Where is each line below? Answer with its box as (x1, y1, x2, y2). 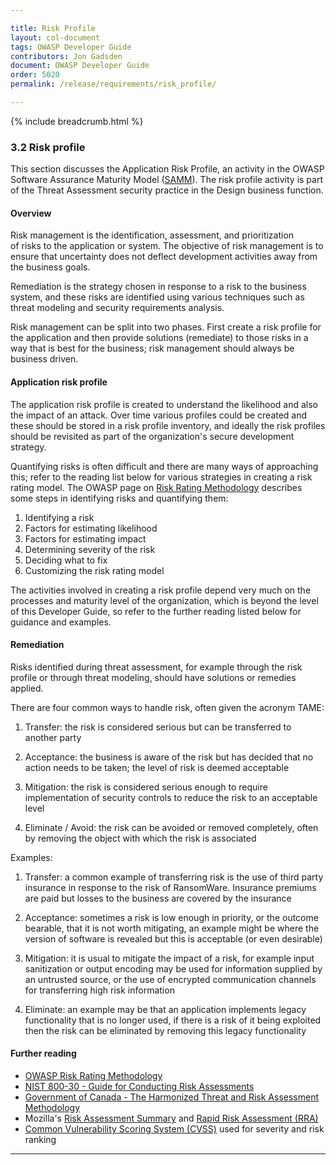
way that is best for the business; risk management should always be (10, 342, 295, 355)
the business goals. (10, 261, 91, 273)
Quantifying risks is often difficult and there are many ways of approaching (10, 460, 319, 472)
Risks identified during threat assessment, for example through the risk (10, 661, 303, 673)
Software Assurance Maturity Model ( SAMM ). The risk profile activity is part (10, 174, 323, 186)
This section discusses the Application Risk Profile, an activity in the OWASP (10, 163, 325, 175)
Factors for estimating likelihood (24, 522, 158, 534)
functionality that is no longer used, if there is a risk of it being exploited (24, 1014, 322, 1026)
